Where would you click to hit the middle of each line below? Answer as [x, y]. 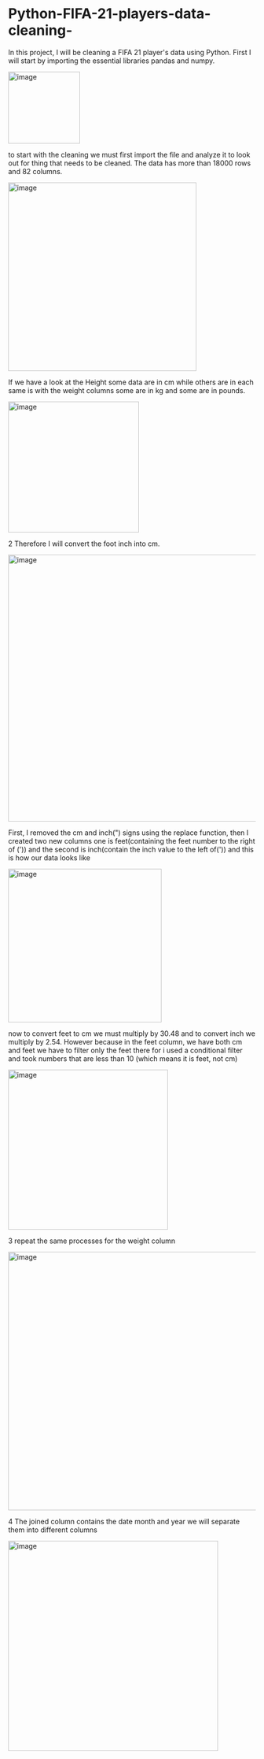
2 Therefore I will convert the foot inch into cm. [84, 544]
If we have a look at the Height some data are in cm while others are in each [131, 382]
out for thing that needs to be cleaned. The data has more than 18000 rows [130, 163]
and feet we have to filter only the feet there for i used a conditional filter [125, 1050]
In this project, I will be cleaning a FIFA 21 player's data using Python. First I [130, 52]
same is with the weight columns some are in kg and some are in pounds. [127, 390]
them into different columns [53, 1530]
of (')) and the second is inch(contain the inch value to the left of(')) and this [131, 849]
